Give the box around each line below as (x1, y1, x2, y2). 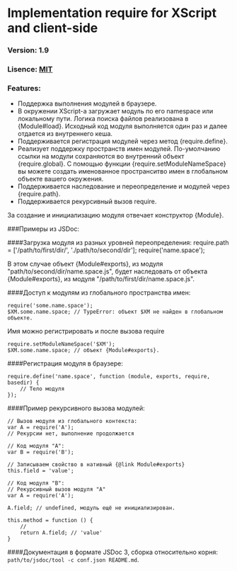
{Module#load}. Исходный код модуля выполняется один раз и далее (17, 122, 228, 130)
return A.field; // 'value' (20, 529, 103, 536)
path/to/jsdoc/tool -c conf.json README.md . (7, 555, 139, 564)
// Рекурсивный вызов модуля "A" (7, 486, 106, 493)
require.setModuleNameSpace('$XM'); (7, 341, 115, 348)
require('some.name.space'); (7, 303, 93, 310)
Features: (7, 83, 41, 93)
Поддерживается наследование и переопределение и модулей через (17, 182, 230, 191)
